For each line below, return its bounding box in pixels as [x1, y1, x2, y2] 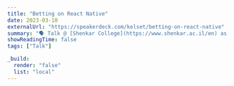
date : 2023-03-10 [7, 17, 58, 24]
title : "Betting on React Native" [7, 10, 109, 17]
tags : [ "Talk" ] [7, 43, 52, 50]
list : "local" [13, 68, 55, 76]
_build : [7, 55, 30, 63]
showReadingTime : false [7, 36, 77, 43]
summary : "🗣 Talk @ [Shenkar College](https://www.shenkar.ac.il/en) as [7, 29, 227, 37]
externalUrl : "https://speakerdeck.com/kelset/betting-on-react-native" [7, 23, 225, 30]
